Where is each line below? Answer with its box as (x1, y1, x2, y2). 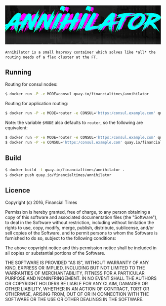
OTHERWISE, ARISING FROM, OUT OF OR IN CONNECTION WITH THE (5, 291, 149, 297)
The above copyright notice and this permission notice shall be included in (5, 245, 157, 251)
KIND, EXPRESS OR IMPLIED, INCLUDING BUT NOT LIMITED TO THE (5, 265, 145, 270)
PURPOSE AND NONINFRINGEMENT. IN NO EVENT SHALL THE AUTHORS (5, 275, 157, 281)
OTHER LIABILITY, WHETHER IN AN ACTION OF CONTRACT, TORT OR (5, 286, 149, 292)
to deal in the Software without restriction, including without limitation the (5, 219, 154, 225)
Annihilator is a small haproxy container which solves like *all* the (5, 50, 156, 55)
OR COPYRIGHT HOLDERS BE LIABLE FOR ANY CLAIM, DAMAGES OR (5, 280, 148, 286)
